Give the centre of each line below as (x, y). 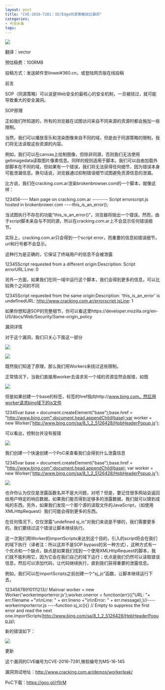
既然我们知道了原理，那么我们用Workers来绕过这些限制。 (63, 366)
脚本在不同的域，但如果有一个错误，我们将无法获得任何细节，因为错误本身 (84, 167)
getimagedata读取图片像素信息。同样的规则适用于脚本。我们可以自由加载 (79, 160)
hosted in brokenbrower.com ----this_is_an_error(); (57, 205)
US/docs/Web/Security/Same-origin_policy (49, 317)
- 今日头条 (15, 23)
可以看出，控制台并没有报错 (33, 433)
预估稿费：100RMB (24, 63)
